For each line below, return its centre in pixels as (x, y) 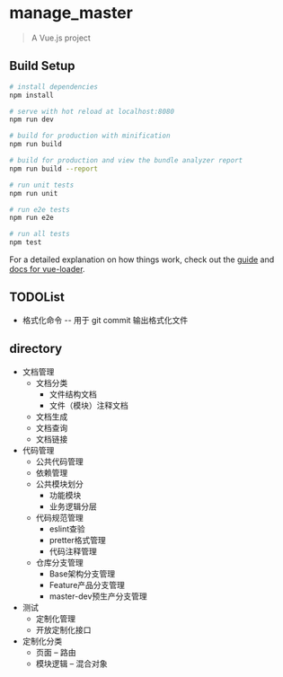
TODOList (37, 298)
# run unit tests (42, 185)
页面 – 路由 (56, 652)
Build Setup (42, 66)
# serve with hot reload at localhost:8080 (92, 111)
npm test (26, 242)
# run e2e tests (40, 209)
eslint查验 (67, 529)
